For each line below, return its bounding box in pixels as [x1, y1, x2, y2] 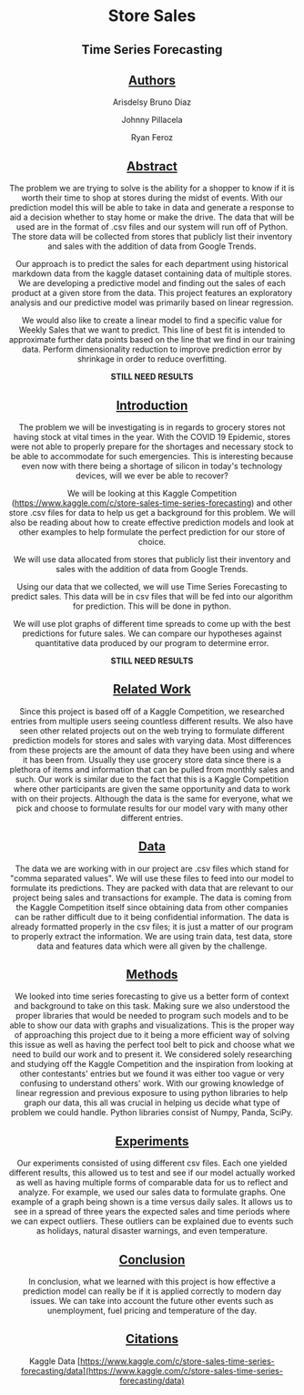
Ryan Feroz [130, 132, 174, 143]
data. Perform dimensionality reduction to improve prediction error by [21, 344, 283, 355]
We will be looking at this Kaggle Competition [66, 488, 238, 499]
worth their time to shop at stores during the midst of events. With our [21, 192, 283, 203]
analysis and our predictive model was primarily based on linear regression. [10, 297, 294, 308]
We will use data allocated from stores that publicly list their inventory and [13, 554, 291, 565]
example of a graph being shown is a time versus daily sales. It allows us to [11, 1196, 293, 1207]
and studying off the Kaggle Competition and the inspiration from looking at [10, 1059, 294, 1070]
